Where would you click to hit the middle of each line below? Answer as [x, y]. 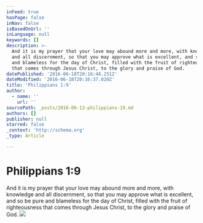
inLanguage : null [28, 35]
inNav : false [23, 23]
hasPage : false [25, 18]
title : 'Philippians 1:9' [39, 85]
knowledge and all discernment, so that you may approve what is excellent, [100, 194]
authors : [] [21, 113]
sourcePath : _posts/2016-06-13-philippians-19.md [70, 108]
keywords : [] [23, 40]
